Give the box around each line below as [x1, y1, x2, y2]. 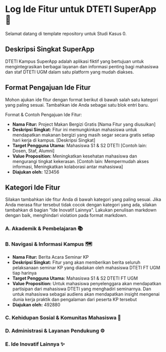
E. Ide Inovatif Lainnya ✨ [5, 341, 65, 348]
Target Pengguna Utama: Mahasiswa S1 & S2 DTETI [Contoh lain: [12, 142, 147, 148]
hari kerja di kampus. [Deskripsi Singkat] [12, 137, 95, 143]
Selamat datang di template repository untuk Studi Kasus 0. [5, 30, 127, 36]
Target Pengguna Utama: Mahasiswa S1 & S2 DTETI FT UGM [12, 275, 138, 281]
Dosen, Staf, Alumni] [12, 148, 55, 154]
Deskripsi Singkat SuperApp [5, 45, 94, 53]
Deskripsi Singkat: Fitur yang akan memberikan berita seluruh [12, 259, 141, 265]
